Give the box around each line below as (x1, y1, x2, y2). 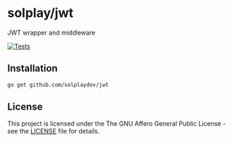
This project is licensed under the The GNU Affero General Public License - (7, 119, 226, 128)
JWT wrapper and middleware (7, 28, 96, 37)
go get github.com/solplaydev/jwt (7, 81, 109, 88)
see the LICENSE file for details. (7, 127, 100, 136)
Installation (7, 62, 58, 75)
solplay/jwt (7, 5, 74, 21)
